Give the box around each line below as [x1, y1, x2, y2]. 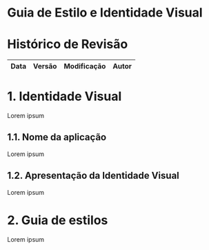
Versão [33, 61, 57, 71]
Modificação [63, 61, 106, 71]
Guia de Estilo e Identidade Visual [7, 5, 203, 21]
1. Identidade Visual [7, 88, 122, 104]
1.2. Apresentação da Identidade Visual [7, 170, 179, 182]
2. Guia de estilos [7, 212, 108, 228]
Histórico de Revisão [7, 37, 128, 52]
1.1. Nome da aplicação [7, 131, 107, 143]
